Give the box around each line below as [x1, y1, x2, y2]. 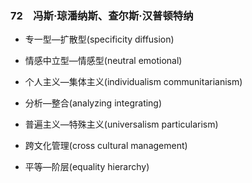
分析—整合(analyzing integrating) [24, 97, 163, 109]
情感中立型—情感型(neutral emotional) [24, 55, 183, 67]
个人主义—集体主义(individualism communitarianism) [24, 76, 243, 88]
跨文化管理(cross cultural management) [24, 140, 188, 152]
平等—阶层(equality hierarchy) [24, 161, 150, 173]
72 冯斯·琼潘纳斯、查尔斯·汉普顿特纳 [10, 8, 194, 22]
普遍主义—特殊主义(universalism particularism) [24, 118, 219, 131]
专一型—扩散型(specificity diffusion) [24, 33, 175, 46]
